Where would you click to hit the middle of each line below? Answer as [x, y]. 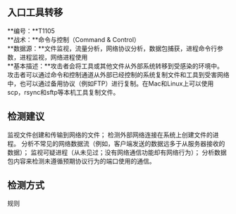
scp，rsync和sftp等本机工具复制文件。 [63, 92]
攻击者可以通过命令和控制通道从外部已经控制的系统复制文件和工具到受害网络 [118, 74]
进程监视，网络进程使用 [54, 57]
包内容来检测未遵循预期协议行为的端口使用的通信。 [81, 161]
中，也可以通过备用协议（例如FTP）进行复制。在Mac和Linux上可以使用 [111, 83]
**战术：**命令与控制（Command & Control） [74, 39]
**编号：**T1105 [31, 31]
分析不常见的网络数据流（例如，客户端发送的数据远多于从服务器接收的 [123, 143]
